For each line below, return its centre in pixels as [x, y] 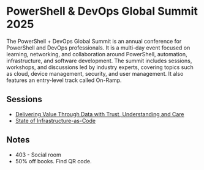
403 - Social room [38, 155]
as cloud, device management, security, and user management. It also [95, 73]
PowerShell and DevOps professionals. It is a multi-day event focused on [98, 48]
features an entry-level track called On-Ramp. [64, 80]
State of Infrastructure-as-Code [55, 120]
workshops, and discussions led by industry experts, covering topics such [100, 67]
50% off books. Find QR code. [53, 161]
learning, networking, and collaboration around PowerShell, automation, [97, 54]
